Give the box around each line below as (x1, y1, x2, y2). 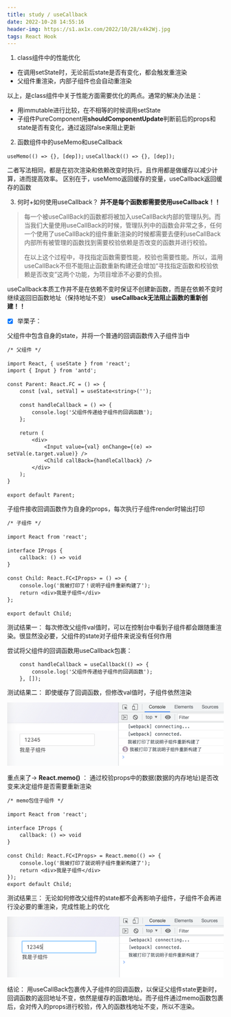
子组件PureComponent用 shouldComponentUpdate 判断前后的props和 (16, 114, 217, 123)
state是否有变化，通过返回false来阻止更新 (16, 123, 136, 132)
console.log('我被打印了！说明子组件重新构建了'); (19, 583, 151, 590)
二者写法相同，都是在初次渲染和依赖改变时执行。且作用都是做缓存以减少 (7, 166, 212, 174)
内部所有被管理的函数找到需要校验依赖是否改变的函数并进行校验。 (23, 239, 211, 247)
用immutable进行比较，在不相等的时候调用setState (16, 106, 161, 114)
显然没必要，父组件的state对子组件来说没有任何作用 (25, 632, 172, 641)
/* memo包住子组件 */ (7, 797, 64, 805)
